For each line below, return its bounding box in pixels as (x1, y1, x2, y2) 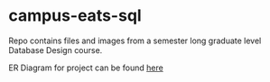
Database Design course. (8, 44, 103, 55)
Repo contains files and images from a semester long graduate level (8, 35, 262, 46)
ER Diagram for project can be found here (8, 62, 163, 73)
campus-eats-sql (8, 5, 142, 26)
